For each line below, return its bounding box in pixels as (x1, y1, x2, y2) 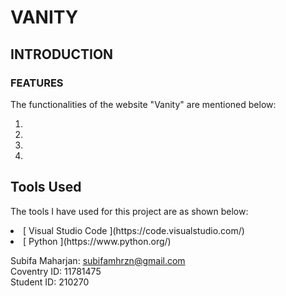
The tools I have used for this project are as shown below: (10, 205, 249, 217)
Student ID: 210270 (10, 276, 90, 288)
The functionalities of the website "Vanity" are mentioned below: (10, 98, 277, 110)
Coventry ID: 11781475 (10, 265, 102, 277)
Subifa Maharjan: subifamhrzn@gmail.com (10, 254, 186, 266)
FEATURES (10, 76, 64, 90)
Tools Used (10, 179, 82, 196)
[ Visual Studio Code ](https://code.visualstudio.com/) (23, 224, 245, 236)
